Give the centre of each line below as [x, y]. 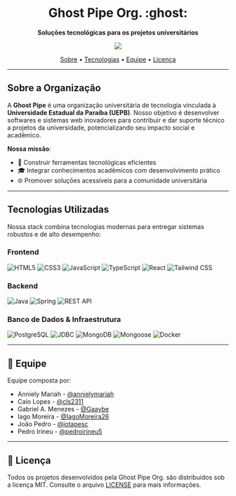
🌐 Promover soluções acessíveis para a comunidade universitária [112, 180]
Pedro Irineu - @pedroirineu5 [60, 432]
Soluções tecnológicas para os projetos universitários [118, 32]
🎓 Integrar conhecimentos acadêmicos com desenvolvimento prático [119, 170]
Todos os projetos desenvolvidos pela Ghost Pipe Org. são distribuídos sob [116, 478]
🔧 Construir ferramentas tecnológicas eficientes [87, 162]
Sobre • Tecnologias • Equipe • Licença [118, 59]
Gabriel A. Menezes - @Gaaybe [63, 409]
